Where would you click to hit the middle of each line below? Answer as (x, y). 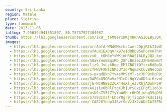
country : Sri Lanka (25, 10)
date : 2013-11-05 (23, 28)
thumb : (12, 38)
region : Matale (21, 14)
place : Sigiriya (22, 19)
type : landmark (21, 24)
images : (13, 42)
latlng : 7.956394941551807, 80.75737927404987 (54, 33)
